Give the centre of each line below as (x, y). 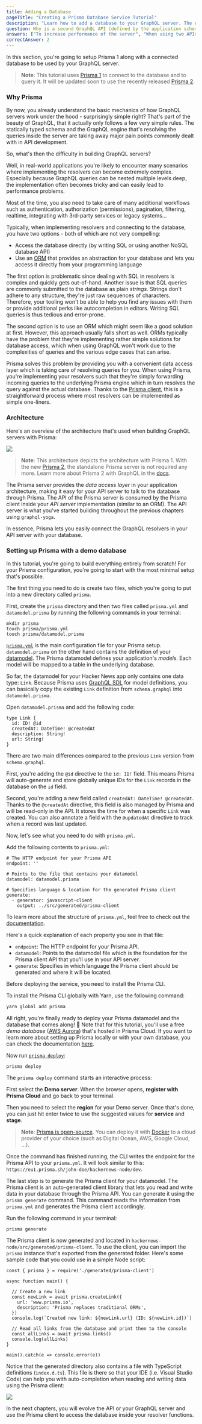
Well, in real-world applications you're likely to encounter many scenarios (97, 166)
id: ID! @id (27, 723)
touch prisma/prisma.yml (37, 629)
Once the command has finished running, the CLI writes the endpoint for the (101, 1156)
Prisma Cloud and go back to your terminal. (61, 1096)
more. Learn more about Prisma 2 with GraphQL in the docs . (96, 473)
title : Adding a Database (38, 12)
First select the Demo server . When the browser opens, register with (92, 1089)
